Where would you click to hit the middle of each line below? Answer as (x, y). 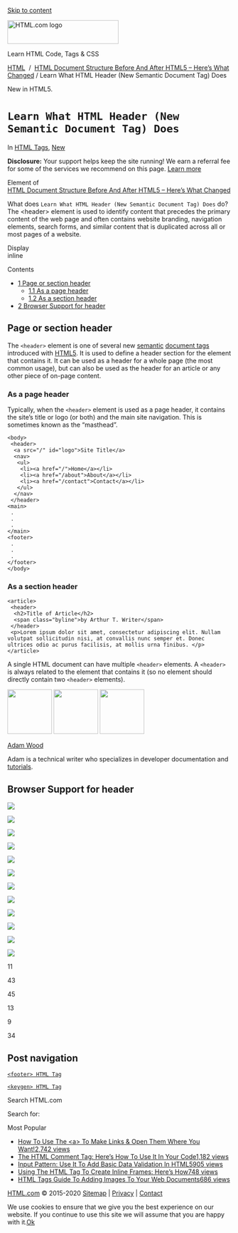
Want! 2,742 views (44, 1149)
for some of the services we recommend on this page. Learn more (104, 168)
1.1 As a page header (58, 291)
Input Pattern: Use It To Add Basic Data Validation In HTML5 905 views (120, 1164)
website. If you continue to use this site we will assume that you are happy (116, 1214)
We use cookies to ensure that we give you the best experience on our (111, 1207)
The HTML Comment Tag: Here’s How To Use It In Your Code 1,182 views (123, 1156)
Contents (21, 269)
